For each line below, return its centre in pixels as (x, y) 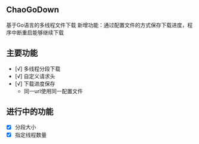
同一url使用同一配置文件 (53, 91)
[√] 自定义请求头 (35, 76)
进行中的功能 (30, 112)
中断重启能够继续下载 (37, 32)
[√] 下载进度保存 (35, 84)
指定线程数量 (30, 134)
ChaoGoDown (33, 10)
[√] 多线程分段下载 (38, 69)
